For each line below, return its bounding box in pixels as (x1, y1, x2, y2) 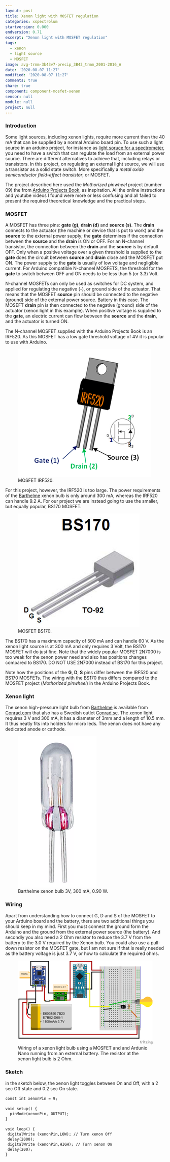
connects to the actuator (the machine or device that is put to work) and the (5, 227, 164, 234)
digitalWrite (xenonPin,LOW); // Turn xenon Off (7, 1131, 113, 1137)
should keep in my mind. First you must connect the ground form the (5, 923, 149, 929)
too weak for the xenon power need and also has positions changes (5, 654, 147, 660)
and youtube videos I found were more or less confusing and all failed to (5, 192, 157, 198)
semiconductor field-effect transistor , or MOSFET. (5, 171, 110, 178)
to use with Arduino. (5, 339, 47, 345)
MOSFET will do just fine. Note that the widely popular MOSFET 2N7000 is (5, 649, 161, 655)
